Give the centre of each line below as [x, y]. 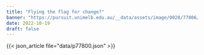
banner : [16, 18]
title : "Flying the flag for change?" [55, 12]
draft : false [23, 29]
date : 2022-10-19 [28, 23]
